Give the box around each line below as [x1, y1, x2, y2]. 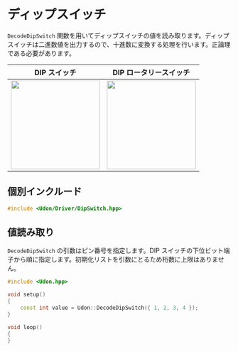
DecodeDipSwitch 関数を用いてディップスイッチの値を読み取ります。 [7, 31, 205, 40]
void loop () [7, 323, 43, 330]
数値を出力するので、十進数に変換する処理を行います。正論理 [50, 40, 231, 48]
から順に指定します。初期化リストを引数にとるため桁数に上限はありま [13, 255, 219, 264]
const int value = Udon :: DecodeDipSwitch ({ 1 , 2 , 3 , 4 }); [20, 304, 199, 312]
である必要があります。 [7, 49, 76, 57]
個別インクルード [7, 186, 82, 198]
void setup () [7, 291, 46, 299]
